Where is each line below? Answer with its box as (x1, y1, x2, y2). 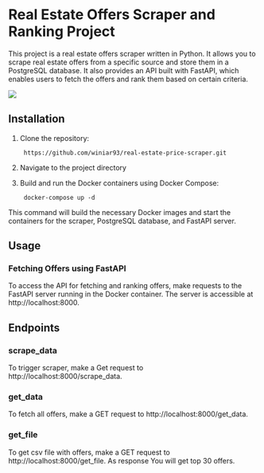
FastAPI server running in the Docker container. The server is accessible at (8, 289, 254, 299)
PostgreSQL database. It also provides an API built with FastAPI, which (8, 65, 239, 75)
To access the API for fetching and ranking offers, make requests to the (8, 281, 243, 291)
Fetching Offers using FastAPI (8, 263, 126, 274)
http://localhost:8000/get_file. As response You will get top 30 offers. (8, 455, 235, 465)
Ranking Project (8, 22, 115, 41)
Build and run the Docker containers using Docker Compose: (19, 178, 219, 188)
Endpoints (8, 321, 60, 334)
